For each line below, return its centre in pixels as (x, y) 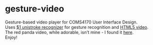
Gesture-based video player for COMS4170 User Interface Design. (71, 22)
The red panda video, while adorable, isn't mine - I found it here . (69, 32)
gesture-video (35, 9)
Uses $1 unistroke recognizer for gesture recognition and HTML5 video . (77, 27)
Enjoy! (11, 37)
